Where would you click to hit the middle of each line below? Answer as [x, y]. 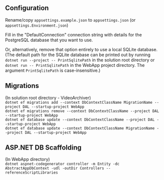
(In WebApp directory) [27, 159]
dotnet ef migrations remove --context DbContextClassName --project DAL [82, 111]
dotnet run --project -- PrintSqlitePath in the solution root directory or [80, 60]
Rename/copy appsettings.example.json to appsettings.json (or [70, 20]
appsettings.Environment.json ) [37, 25]
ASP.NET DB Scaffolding [43, 148]
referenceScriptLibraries [31, 173]
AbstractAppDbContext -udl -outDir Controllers [55, 168]
